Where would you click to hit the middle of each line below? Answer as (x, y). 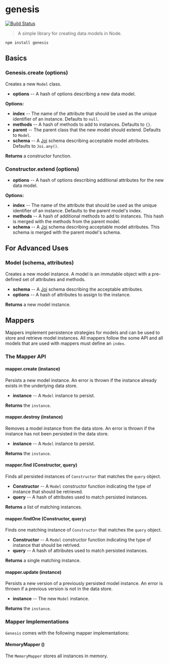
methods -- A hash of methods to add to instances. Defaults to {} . (82, 124)
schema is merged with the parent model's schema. (67, 232)
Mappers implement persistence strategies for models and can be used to (82, 333)
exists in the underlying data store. (41, 385)
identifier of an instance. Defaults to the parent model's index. (77, 210)
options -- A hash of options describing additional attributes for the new (88, 180)
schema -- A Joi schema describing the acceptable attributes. (78, 289)
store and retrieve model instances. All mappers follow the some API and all (84, 338)
